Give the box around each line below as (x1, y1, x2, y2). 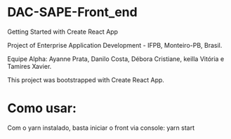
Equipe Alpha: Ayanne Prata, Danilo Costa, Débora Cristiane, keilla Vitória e (7, 54, 225, 63)
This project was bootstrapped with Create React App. (7, 75, 165, 84)
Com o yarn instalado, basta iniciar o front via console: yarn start (7, 124, 195, 132)
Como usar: (7, 100, 77, 117)
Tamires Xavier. (7, 62, 52, 70)
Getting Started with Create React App (7, 27, 118, 36)
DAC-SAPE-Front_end (7, 4, 138, 20)
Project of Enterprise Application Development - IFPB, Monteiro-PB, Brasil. (7, 41, 223, 49)
